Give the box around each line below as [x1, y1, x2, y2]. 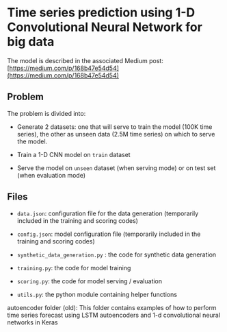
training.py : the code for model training [16, 263, 131, 272]
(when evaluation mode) [16, 171, 86, 179]
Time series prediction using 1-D [7, 5, 196, 21]
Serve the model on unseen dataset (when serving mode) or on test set [16, 163, 216, 172]
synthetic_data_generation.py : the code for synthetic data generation [16, 250, 217, 259]
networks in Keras [7, 318, 58, 327]
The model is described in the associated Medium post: [7, 56, 164, 64]
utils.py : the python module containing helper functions [16, 290, 178, 298]
